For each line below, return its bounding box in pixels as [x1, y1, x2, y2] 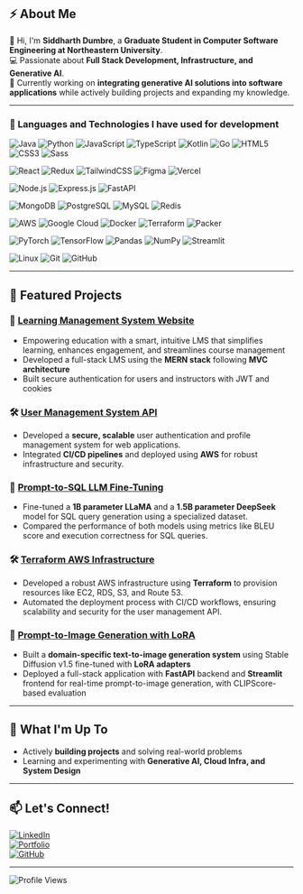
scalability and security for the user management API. [22, 606, 223, 617]
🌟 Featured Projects [9, 287, 123, 303]
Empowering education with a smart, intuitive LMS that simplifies [22, 335, 263, 346]
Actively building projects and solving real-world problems [22, 746, 243, 757]
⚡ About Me [9, 6, 77, 22]
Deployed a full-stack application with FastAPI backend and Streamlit [22, 668, 283, 678]
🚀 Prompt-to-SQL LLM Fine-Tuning [9, 481, 164, 493]
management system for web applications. [22, 439, 181, 450]
